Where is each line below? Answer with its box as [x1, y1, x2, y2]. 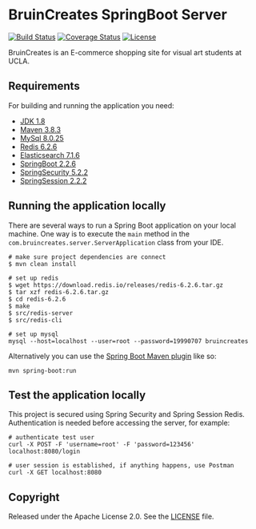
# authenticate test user [8, 434, 94, 442]
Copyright [8, 491, 60, 504]
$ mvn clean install [8, 260, 78, 268]
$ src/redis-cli [8, 316, 62, 324]
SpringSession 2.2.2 [19, 176, 87, 185]
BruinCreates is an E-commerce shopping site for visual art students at [8, 47, 242, 57]
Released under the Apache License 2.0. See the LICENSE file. [8, 511, 214, 522]
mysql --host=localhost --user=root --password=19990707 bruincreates [8, 337, 249, 345]
